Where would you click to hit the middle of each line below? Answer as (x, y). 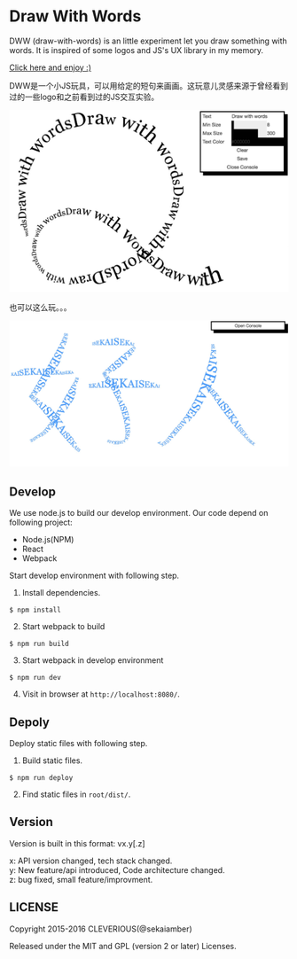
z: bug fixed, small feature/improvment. (81, 879)
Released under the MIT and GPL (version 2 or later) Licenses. (123, 946)
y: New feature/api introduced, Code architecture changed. (117, 869)
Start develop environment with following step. (94, 576)
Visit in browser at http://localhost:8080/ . (101, 694)
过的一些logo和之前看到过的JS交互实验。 (84, 97)
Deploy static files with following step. (78, 743)
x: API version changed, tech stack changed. (91, 861)
